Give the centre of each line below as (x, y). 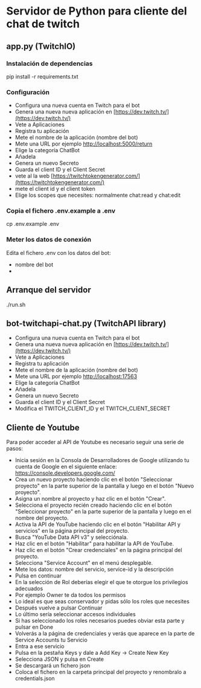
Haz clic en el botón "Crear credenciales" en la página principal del (98, 550)
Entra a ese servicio (40, 646)
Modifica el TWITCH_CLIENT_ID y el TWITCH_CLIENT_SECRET (93, 408)
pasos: (14, 449)
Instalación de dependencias (49, 63)
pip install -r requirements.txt (42, 76)
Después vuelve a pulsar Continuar (59, 608)
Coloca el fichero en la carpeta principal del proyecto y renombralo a (101, 672)
